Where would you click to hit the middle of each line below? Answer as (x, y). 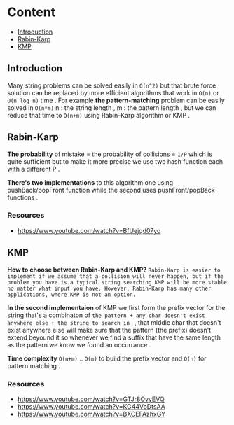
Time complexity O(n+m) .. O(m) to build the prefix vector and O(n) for (107, 358)
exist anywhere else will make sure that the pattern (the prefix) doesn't (109, 330)
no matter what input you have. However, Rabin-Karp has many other (109, 288)
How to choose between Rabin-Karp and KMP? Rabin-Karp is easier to (114, 270)
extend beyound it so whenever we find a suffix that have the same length (114, 337)
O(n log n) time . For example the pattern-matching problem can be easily (116, 100)
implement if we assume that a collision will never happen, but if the (116, 276)
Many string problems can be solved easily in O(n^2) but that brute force (112, 85)
